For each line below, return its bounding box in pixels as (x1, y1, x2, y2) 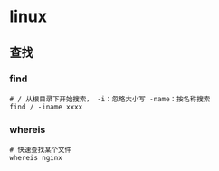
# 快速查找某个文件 (9, 146, 72, 155)
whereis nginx (9, 154, 63, 163)
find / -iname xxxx (9, 102, 83, 111)
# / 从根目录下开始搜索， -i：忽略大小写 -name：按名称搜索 (9, 94, 211, 103)
